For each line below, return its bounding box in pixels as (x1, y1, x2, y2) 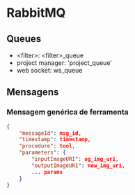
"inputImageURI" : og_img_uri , (31, 156, 119, 163)
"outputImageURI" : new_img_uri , (31, 162, 126, 169)
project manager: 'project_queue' (16, 59, 113, 67)
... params (31, 168, 63, 175)
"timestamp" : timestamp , (19, 136, 91, 143)
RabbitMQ (6, 5, 66, 21)
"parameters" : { (19, 149, 67, 157)
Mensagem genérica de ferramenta (6, 107, 129, 117)
